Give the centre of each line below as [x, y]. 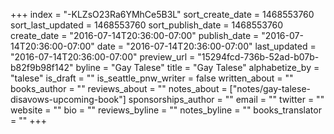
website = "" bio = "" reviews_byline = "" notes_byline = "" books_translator [166, 110]
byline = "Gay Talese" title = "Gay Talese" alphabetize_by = [197, 67]
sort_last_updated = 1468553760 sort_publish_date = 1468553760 [147, 25]
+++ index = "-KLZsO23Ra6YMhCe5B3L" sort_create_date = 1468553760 [162, 14]
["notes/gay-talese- [270, 88]
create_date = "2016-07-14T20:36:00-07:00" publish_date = [135, 35]
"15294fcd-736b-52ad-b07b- [258, 57]
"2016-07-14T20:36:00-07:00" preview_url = [103, 57]
